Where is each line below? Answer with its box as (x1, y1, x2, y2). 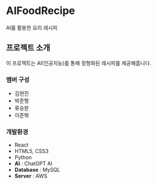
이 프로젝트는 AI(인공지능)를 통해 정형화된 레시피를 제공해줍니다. (6, 60, 152, 67)
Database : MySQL (14, 166, 60, 173)
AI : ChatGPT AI (14, 160, 52, 167)
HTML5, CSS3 (14, 148, 49, 155)
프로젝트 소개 (6, 43, 51, 53)
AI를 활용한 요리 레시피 (6, 24, 58, 31)
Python (14, 154, 32, 161)
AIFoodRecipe (6, 4, 76, 18)
